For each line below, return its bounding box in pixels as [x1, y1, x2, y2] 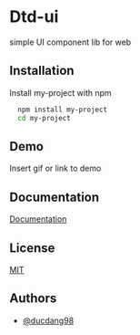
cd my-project [17, 113, 71, 122]
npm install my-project [17, 105, 107, 114]
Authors [9, 290, 57, 307]
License [9, 240, 55, 256]
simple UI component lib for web [9, 37, 132, 47]
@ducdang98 [22, 315, 75, 326]
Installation [9, 63, 75, 79]
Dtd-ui [9, 6, 59, 27]
